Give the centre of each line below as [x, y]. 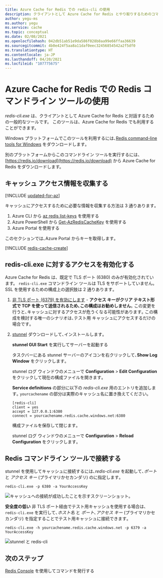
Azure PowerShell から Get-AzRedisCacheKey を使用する [69, 222]
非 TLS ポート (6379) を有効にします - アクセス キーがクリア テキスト [81, 300]
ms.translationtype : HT [29, 50]
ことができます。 [22, 128]
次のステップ [24, 558]
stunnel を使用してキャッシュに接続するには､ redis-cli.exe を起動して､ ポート [81, 471]
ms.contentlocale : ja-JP [30, 55]
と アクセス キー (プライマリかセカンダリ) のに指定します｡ [63, 477]
